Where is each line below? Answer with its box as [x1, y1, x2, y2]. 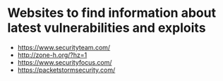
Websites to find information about [7, 5, 217, 21]
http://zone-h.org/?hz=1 [17, 51, 88, 59]
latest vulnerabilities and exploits [7, 20, 206, 36]
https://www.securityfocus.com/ [17, 58, 112, 66]
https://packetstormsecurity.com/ [17, 66, 116, 74]
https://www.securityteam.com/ [17, 43, 111, 51]
